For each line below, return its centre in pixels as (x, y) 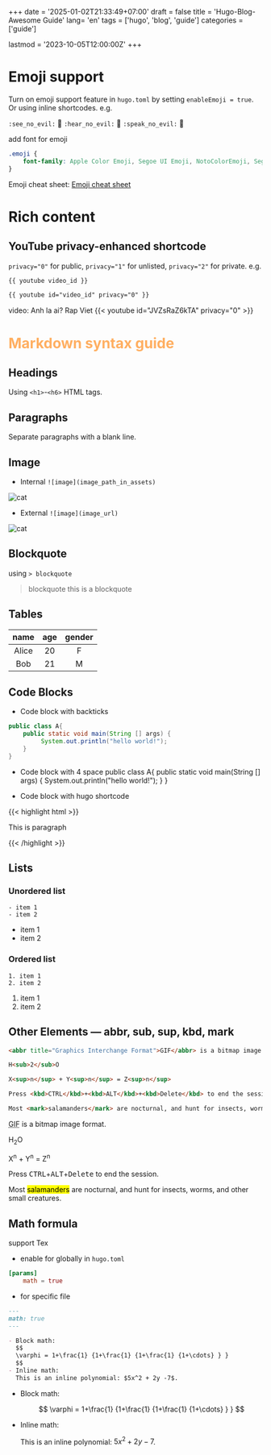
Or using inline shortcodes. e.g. (60, 107)
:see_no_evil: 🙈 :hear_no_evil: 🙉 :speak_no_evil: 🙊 (96, 123)
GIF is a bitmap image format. (57, 1124)
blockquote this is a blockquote (80, 588)
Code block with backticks (64, 712)
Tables (25, 615)
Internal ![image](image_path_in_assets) (88, 481)
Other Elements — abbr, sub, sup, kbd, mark (121, 1032)
